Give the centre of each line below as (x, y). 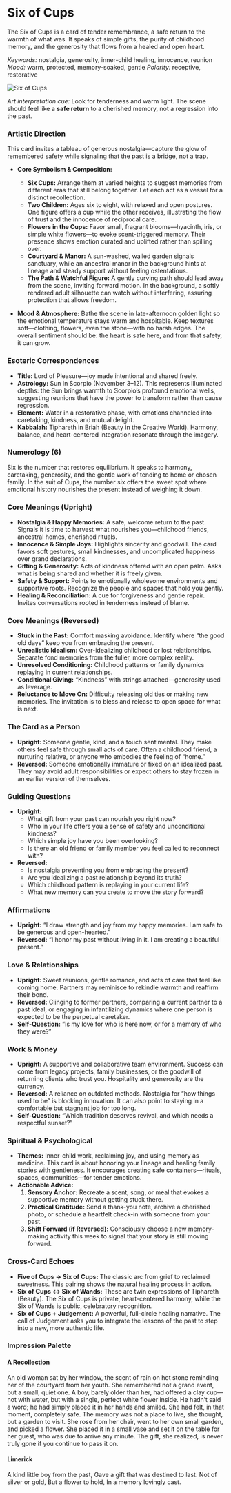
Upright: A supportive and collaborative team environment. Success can (120, 1064)
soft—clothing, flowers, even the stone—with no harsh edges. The (111, 328)
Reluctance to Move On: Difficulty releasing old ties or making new (113, 694)
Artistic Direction (37, 134)
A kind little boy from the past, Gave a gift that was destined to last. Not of (112, 1474)
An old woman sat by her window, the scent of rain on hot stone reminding (113, 1377)
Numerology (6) (34, 452)
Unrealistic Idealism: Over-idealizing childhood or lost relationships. (114, 651)
